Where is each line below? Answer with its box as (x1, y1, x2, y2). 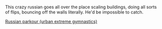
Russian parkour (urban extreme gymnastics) (5, 19, 98, 24)
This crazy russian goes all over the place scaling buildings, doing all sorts (5, 4, 157, 10)
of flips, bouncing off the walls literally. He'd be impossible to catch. (5, 9, 144, 15)
